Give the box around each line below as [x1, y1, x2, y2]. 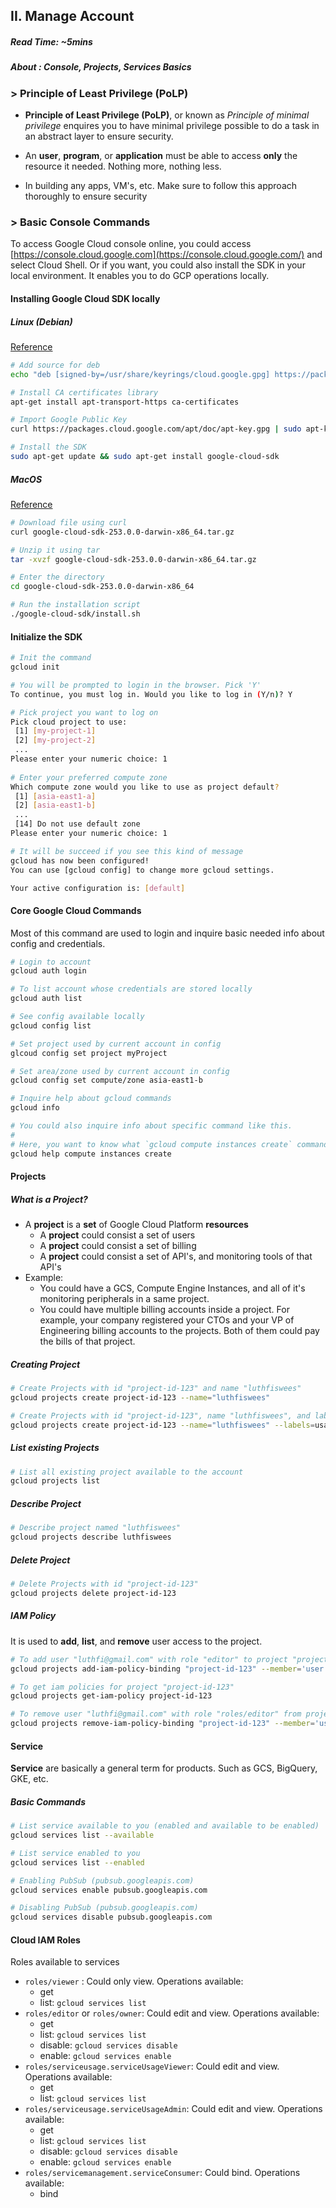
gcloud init [10, 662, 60, 673]
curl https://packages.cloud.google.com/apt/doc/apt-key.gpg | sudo [10, 424, 302, 434]
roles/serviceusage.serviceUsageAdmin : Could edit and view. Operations [24, 2103, 323, 2115]
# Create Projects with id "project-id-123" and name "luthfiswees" [10, 1384, 302, 1394]
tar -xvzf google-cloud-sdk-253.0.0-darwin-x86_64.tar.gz [10, 554, 257, 564]
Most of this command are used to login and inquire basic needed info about [10, 927, 325, 939]
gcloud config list [10, 1020, 92, 1031]
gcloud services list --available [10, 1830, 155, 1841]
